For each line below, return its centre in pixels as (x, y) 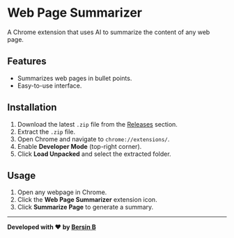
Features (27, 62)
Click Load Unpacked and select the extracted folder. (94, 154)
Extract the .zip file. (46, 132)
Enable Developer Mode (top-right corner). (79, 146)
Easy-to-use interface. (49, 86)
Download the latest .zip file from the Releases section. (97, 124)
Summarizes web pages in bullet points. (75, 78)
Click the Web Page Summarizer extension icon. (87, 200)
